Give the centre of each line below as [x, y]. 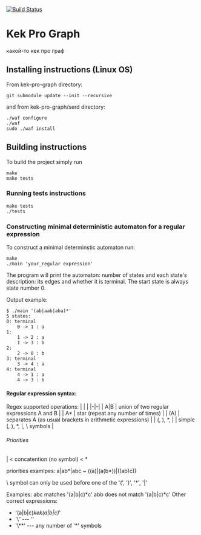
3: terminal [21, 359]
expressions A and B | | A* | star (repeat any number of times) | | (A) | [93, 414]
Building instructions [46, 147]
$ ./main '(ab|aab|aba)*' [39, 311]
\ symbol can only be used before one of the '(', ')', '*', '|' [77, 482]
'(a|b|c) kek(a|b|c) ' [38, 513]
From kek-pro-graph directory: [44, 84]
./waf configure [27, 118]
